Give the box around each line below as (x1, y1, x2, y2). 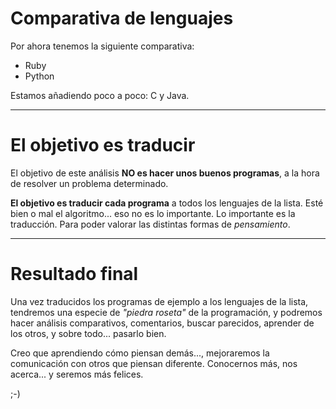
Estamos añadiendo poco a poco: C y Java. (10, 89, 190, 101)
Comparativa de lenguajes (10, 7, 234, 30)
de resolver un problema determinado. (10, 177, 169, 189)
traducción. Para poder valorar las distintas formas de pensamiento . (10, 218, 291, 230)
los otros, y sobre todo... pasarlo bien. (10, 327, 167, 339)
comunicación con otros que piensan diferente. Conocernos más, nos (10, 357, 298, 369)
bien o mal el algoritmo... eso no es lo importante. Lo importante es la (10, 207, 296, 219)
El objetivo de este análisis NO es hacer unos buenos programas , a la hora (10, 167, 320, 179)
